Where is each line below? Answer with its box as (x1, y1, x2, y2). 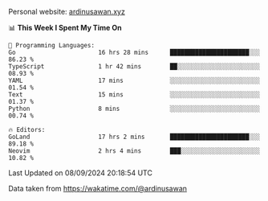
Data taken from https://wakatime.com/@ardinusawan (8, 184, 187, 193)
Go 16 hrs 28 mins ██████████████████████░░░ (8, 48, 261, 56)
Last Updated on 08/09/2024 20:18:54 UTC (8, 168, 152, 178)
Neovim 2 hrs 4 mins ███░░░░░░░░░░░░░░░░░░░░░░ (8, 147, 261, 155)
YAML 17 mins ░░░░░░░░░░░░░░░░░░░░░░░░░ (8, 76, 261, 84)
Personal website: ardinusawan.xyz (8, 7, 126, 16)
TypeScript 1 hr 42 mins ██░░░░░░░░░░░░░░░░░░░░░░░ (8, 63, 261, 71)
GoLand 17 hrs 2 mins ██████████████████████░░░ (8, 133, 261, 141)
